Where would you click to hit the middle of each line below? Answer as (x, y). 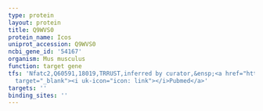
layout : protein (34, 23)
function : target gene (45, 66)
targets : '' (27, 88)
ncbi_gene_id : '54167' (45, 52)
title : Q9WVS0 (31, 30)
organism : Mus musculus (47, 59)
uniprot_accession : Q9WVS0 (52, 45)
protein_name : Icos (40, 37)
